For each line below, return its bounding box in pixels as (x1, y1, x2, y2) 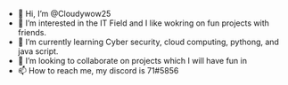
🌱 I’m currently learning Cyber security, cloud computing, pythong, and (17, 36, 279, 47)
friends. (17, 27, 47, 37)
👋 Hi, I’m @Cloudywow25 (17, 9, 111, 19)
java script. (17, 46, 59, 57)
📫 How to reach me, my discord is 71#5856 (17, 66, 179, 75)
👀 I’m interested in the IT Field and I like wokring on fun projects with (17, 18, 269, 28)
